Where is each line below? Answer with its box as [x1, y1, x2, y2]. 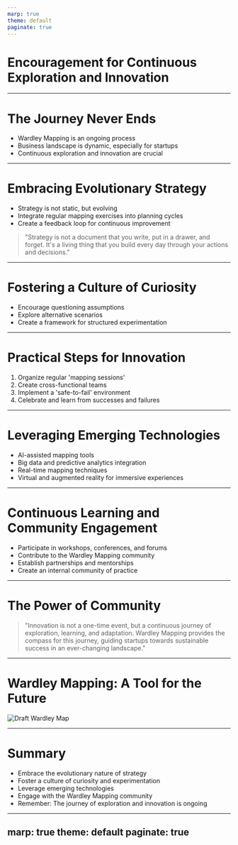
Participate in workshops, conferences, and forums [17, 543, 168, 552]
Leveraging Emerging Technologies [7, 427, 221, 444]
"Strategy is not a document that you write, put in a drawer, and [24, 233, 210, 241]
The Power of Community [7, 598, 161, 614]
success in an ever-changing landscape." [24, 643, 146, 652]
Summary [7, 746, 66, 761]
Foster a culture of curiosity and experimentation [17, 776, 161, 785]
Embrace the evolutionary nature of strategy [17, 768, 147, 778]
